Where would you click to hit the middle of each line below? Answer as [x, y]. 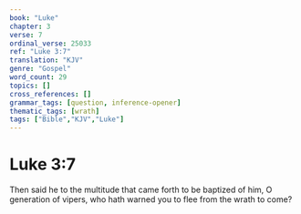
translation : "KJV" [47, 60]
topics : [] [30, 86]
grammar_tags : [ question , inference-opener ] [95, 102]
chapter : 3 [30, 26]
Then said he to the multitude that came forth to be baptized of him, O [141, 190]
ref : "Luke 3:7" [40, 52]
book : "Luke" [34, 18]
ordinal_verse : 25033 [51, 43]
